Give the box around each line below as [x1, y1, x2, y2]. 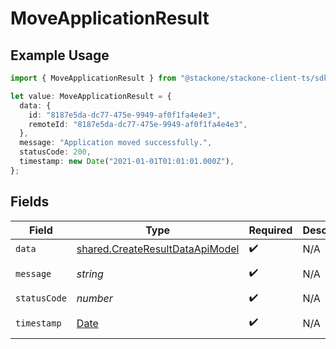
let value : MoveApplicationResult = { [10, 91, 172, 101]
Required [248, 223, 293, 237]
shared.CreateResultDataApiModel [76, 242, 240, 256]
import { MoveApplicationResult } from [10, 73, 177, 83]
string [76, 267, 104, 281]
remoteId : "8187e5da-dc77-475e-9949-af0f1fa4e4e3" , [28, 119, 248, 129]
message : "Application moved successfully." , [19, 138, 213, 148]
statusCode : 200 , [19, 147, 92, 157]
